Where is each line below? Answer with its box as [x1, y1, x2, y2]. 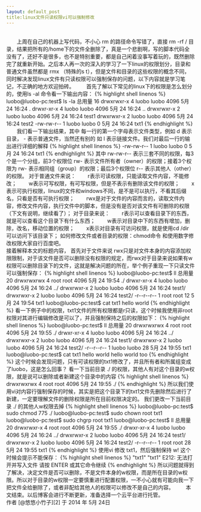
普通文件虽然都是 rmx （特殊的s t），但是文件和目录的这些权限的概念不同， [6, 68, 190, 75]
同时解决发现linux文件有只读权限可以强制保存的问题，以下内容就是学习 [6, 75, 181, 82]
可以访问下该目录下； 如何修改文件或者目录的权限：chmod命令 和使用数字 [6, 232, 189, 239]
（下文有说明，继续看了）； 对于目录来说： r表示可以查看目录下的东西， [6, 210, 193, 217]
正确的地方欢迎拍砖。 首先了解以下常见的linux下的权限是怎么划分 [22, 82, 193, 90]
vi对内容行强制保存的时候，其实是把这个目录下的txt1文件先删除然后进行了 [11, 388, 193, 395]
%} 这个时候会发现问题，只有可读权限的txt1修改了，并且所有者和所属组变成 [6, 358, 191, 365]
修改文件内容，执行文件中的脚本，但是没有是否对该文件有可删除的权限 [16, 202, 190, 209]
